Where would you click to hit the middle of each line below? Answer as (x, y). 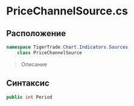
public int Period (29, 97)
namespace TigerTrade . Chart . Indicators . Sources (67, 47)
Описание (34, 64)
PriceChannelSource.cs (67, 11)
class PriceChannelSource (50, 52)
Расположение (36, 33)
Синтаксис (28, 83)
